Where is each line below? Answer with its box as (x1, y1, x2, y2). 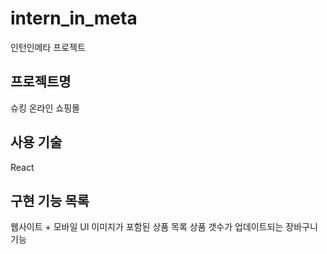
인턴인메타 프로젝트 (10, 41, 86, 53)
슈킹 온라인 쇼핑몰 (10, 102, 80, 114)
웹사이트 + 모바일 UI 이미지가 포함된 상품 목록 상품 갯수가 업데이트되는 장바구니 (10, 221, 318, 233)
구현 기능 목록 (10, 192, 90, 209)
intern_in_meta (10, 7, 138, 30)
